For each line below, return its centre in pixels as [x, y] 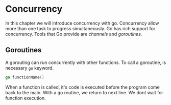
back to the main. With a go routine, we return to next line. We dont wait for [84, 92]
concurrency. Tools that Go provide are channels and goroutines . [74, 34]
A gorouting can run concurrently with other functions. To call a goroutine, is [86, 62]
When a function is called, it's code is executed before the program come [82, 87]
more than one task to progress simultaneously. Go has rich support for [80, 28]
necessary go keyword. [30, 68]
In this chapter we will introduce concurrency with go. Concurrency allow [82, 23]
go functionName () [25, 77]
